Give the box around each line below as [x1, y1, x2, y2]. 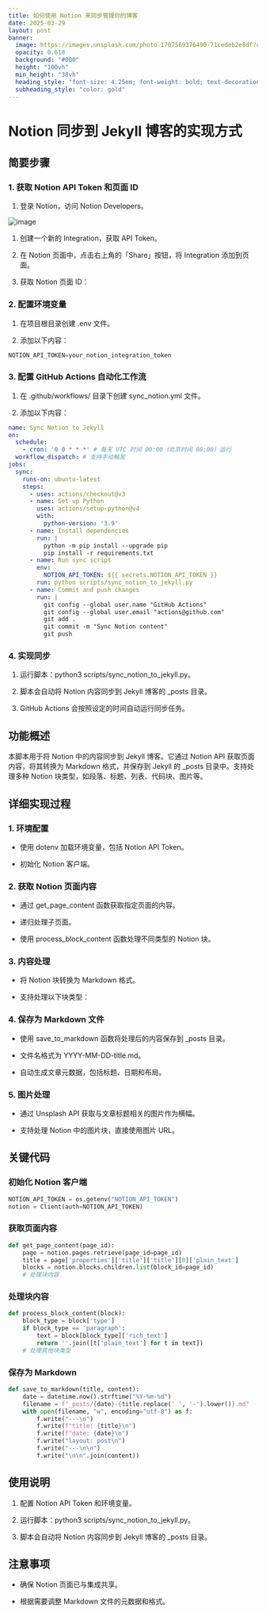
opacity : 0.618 [15, 48, 66, 56]
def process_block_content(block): [8, 1310, 126, 1318]
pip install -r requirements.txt [43, 549, 154, 557]
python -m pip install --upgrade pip [43, 541, 169, 550]
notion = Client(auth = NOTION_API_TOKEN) [8, 1203, 144, 1211]
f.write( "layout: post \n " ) [36, 1437, 126, 1445]
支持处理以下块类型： [19, 993, 89, 1002]
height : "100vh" [15, 63, 69, 71]
